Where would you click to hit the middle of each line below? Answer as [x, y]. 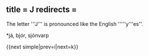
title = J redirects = [42, 10]
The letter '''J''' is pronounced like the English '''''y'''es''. [74, 24]
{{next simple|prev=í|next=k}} [42, 47]
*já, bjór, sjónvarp [27, 35]
